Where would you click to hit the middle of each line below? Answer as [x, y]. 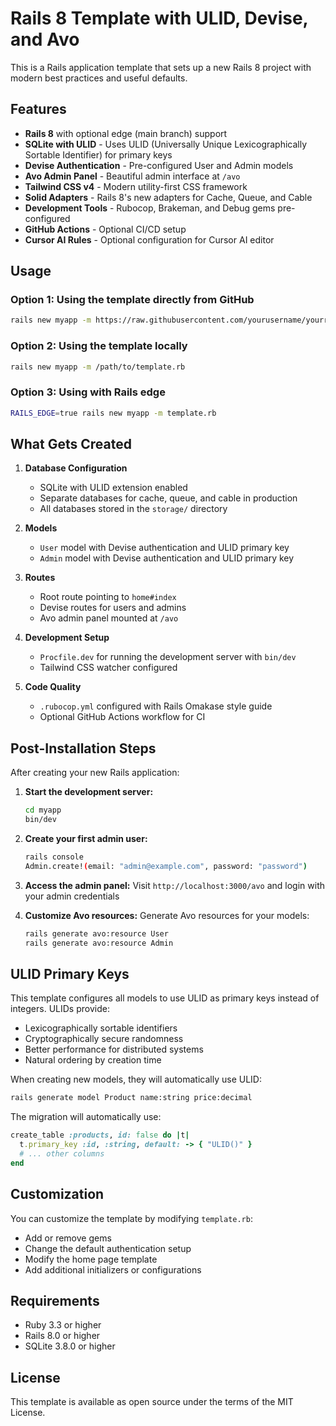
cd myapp [43, 810]
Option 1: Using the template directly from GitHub [132, 300]
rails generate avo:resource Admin [99, 943]
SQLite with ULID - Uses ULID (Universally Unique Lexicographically [166, 144]
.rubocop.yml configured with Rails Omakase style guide [156, 706]
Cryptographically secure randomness [104, 1039]
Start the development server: [89, 792]
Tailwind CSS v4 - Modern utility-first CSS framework [136, 186]
